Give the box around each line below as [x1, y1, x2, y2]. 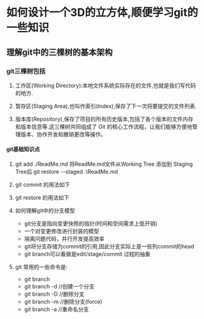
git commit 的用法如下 [15, 181, 71, 188]
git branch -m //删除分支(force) [24, 298, 102, 306]
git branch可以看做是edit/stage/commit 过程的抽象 [24, 251, 151, 258]
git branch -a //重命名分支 [24, 306, 90, 313]
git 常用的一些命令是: [15, 263, 68, 271]
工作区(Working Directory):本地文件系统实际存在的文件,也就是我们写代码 [15, 82, 196, 89]
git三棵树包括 [6, 66, 46, 75]
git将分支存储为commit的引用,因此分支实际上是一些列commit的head [24, 243, 194, 250]
